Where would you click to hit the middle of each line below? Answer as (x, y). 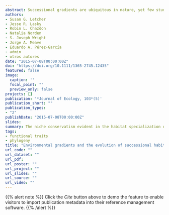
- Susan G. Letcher (26, 19)
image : (12, 75)
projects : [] (19, 94)
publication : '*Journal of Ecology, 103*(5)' (54, 98)
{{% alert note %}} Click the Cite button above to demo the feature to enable (84, 197)
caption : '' (22, 80)
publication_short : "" (29, 103)
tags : (11, 131)
